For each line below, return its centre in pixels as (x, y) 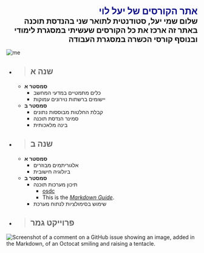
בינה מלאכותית (50, 125)
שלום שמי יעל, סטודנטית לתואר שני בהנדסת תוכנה (111, 21)
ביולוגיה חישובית (52, 171)
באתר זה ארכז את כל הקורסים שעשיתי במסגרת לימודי (106, 30)
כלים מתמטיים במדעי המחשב (67, 92)
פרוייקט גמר (52, 223)
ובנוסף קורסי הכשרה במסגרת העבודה (133, 39)
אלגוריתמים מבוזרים (56, 165)
